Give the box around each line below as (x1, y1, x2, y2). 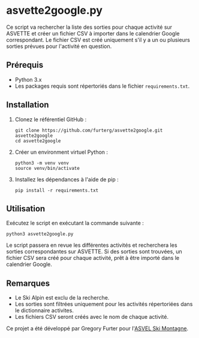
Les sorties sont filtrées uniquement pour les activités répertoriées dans (14, 301, 193, 308)
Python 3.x (14, 76, 42, 83)
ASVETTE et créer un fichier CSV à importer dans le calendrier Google (6, 29, 180, 37)
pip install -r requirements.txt (14, 187, 99, 193)
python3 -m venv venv (14, 160, 69, 166)
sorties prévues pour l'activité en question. (6, 43, 112, 50)
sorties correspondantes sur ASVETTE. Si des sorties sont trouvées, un (6, 248, 182, 255)
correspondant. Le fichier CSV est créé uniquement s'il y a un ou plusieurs (6, 36, 191, 43)
